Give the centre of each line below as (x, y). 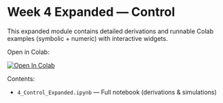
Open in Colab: (28, 52)
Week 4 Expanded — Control (91, 12)
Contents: (21, 78)
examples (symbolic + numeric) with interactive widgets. (87, 38)
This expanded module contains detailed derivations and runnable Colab (110, 31)
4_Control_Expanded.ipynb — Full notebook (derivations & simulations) (117, 92)
